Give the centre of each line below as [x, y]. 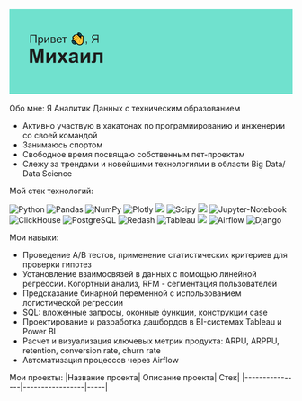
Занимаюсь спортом [62, 145]
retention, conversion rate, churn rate [92, 351]
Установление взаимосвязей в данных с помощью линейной [139, 274]
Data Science [47, 174]
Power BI [39, 332]
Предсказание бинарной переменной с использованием [132, 293]
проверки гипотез [57, 264]
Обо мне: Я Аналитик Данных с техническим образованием [125, 109]
